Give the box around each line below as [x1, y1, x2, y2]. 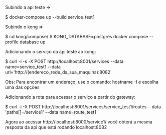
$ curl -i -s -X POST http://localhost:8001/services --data [5, 58, 124, 64]
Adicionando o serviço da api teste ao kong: [5, 49, 96, 54]
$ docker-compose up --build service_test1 [5, 14, 95, 20]
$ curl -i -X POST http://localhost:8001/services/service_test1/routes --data [5, 104, 161, 110]
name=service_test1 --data [5, 64, 61, 70]
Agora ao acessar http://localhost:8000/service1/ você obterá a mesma [5, 119, 153, 125]
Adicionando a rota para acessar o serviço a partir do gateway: [5, 94, 135, 100]
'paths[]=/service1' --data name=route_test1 [5, 109, 96, 115]
